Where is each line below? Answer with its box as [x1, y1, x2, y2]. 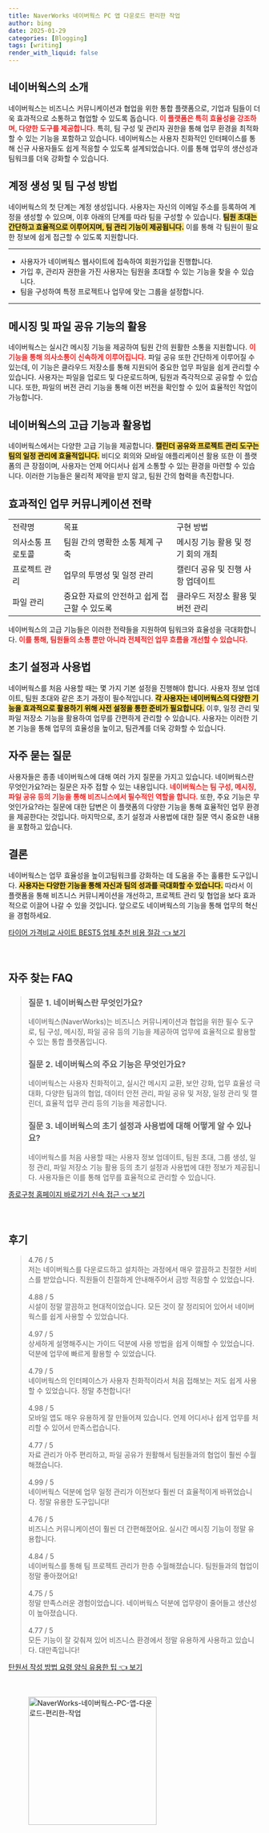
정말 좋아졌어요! [27, 1571, 78, 1581]
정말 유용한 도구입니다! [38, 1497, 110, 1506]
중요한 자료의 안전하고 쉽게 [63, 590, 159, 602]
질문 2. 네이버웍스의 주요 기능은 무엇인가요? [27, 1059, 187, 1070]
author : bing [8, 19, 52, 27]
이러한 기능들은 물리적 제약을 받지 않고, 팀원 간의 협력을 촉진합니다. [25, 471, 235, 481]
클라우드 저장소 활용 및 [175, 590, 257, 602]
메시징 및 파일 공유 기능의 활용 [8, 320, 147, 333]
